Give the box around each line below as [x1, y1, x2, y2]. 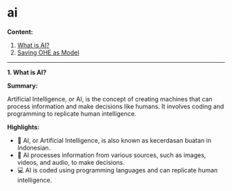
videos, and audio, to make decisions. [17, 158, 126, 166]
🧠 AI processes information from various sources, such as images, [17, 150, 206, 159]
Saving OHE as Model [17, 48, 79, 57]
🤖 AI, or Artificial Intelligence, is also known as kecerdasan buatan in [17, 136, 212, 144]
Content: [7, 28, 33, 36]
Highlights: [7, 123, 40, 131]
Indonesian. [17, 143, 51, 152]
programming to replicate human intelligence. [7, 109, 137, 118]
